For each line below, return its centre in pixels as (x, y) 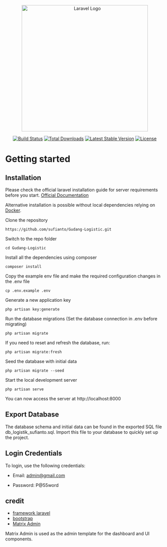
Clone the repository (26, 220)
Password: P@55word (36, 485)
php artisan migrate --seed (35, 371)
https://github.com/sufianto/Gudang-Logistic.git (59, 230)
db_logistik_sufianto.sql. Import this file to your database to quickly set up (82, 432)
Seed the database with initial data (41, 361)
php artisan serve (24, 389)
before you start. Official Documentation (47, 195)
